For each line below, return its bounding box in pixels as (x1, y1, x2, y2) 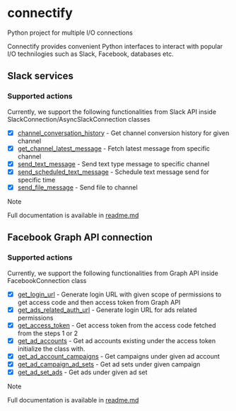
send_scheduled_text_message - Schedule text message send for (17, 168, 210, 176)
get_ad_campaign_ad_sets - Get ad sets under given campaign (17, 359, 201, 369)
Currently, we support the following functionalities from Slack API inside (7, 108, 217, 116)
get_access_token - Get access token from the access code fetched (17, 320, 217, 330)
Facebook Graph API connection (7, 231, 153, 243)
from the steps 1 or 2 (17, 329, 78, 337)
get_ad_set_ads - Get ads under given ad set (17, 368, 148, 376)
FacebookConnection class (7, 276, 87, 284)
